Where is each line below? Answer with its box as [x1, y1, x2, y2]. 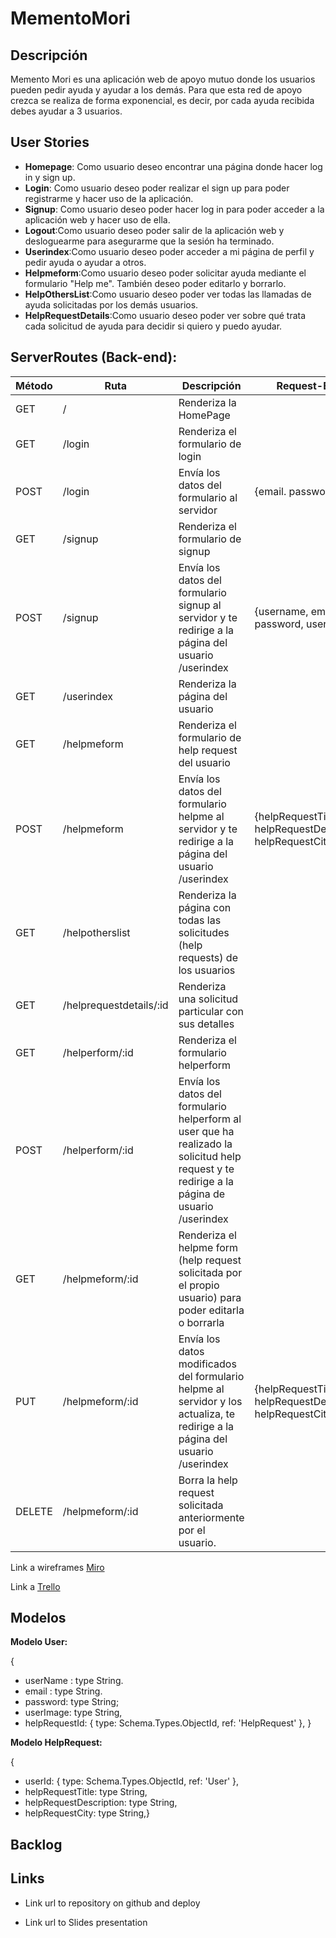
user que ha [178, 1124, 235, 1138]
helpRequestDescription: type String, [24, 1797, 178, 1809]
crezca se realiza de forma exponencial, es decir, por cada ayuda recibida [10, 95, 315, 106]
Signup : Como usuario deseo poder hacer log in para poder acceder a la [24, 203, 325, 215]
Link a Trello [10, 1580, 61, 1592]
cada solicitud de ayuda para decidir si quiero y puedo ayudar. [24, 320, 283, 332]
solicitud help [178, 1149, 242, 1163]
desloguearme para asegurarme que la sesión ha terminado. [24, 235, 275, 247]
